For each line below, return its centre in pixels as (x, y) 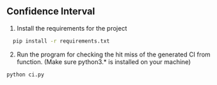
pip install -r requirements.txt (61, 41)
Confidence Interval (51, 11)
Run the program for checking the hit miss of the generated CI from (113, 54)
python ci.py (25, 75)
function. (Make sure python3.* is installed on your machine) (104, 61)
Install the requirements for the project (72, 28)
